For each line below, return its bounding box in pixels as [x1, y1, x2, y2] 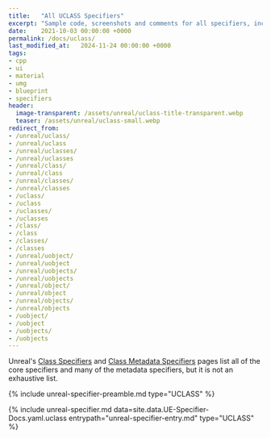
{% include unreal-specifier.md [8, 405, 112, 415]
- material [8, 72, 45, 80]
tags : [8, 49, 27, 57]
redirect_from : [8, 124, 60, 132]
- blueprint [8, 86, 48, 95]
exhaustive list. [8, 373, 58, 383]
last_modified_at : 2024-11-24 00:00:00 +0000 [8, 42, 172, 50]
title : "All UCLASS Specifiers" [8, 11, 125, 20]
